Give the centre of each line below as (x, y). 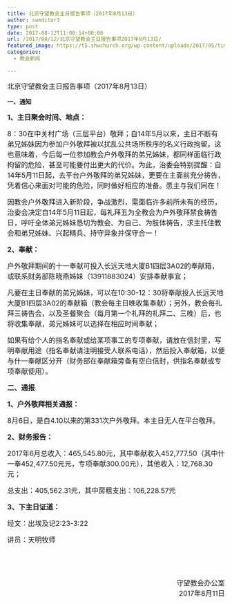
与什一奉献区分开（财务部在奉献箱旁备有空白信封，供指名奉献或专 (115, 361)
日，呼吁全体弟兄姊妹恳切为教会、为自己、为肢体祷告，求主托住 (111, 223)
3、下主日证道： (34, 507)
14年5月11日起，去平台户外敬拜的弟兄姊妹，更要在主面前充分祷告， (116, 175)
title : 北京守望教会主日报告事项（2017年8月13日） (72, 13)
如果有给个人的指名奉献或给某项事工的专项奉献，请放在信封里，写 (115, 340)
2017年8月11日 (202, 593)
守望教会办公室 (200, 583)
